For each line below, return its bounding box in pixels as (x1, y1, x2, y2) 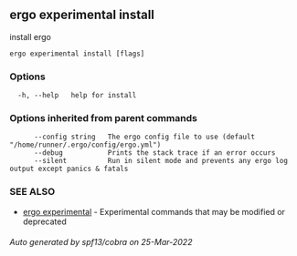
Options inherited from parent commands (9, 112, 198, 125)
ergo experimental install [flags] (9, 49, 145, 58)
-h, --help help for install (17, 91, 137, 100)
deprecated (22, 216, 67, 227)
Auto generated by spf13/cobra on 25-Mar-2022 (9, 237, 193, 248)
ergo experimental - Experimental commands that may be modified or (22, 206, 286, 217)
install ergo (9, 31, 52, 42)
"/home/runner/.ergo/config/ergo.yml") (9, 140, 162, 149)
